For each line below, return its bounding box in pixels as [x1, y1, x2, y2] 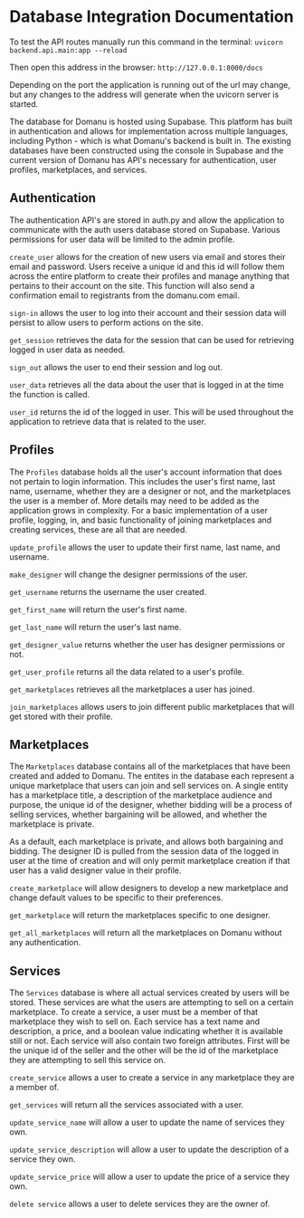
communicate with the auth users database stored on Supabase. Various [9, 224, 280, 235]
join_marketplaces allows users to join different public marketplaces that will [9, 701, 295, 712]
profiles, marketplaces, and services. [9, 164, 147, 175]
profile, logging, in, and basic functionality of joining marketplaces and [9, 514, 272, 525]
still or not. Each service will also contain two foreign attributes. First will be [9, 1035, 290, 1047]
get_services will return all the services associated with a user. [9, 1099, 244, 1110]
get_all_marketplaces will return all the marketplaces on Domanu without [9, 927, 282, 938]
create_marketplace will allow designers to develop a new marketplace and [9, 883, 289, 894]
